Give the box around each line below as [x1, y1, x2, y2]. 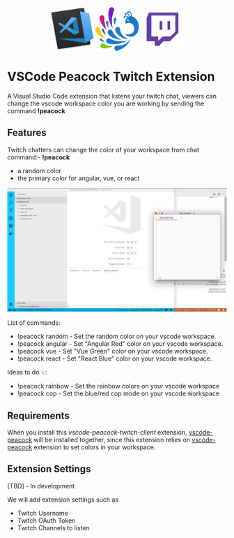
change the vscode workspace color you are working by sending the [7, 99, 205, 108]
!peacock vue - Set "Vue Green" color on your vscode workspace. [17, 347, 208, 356]
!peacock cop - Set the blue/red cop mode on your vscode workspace [17, 389, 220, 398]
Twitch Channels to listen [17, 523, 91, 532]
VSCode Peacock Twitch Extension [7, 69, 215, 85]
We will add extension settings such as [7, 495, 119, 504]
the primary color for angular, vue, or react [17, 174, 140, 182]
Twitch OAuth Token [17, 516, 76, 525]
